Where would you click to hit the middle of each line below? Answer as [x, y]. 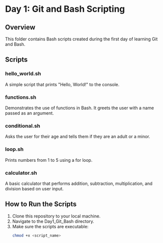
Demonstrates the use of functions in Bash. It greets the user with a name [80, 108]
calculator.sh [21, 173]
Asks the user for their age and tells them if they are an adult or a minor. [78, 137]
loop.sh [14, 150]
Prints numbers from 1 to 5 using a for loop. [49, 160]
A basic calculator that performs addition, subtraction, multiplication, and [79, 183]
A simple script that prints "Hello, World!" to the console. [62, 84]
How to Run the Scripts [41, 204]
